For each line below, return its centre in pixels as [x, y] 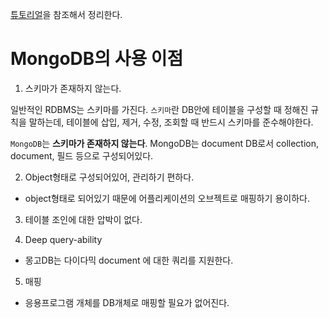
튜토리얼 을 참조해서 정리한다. [66, 14]
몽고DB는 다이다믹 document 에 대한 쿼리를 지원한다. [129, 260]
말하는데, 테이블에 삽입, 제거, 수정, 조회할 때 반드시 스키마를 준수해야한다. [171, 122]
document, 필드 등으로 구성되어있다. [82, 155]
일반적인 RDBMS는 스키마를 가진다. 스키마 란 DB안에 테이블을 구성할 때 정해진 [159, 109]
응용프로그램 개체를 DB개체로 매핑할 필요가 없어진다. [127, 302]
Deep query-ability [63, 239]
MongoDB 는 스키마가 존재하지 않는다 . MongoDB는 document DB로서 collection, [165, 143]
